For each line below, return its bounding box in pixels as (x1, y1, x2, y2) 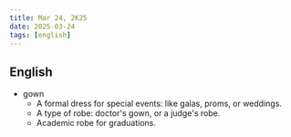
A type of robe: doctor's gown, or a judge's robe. (36, 108, 221, 119)
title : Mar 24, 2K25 (9, 13, 88, 23)
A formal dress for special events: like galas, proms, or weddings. (36, 98, 283, 110)
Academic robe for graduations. (36, 118, 157, 129)
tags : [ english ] (9, 30, 71, 39)
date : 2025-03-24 (9, 22, 76, 31)
